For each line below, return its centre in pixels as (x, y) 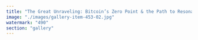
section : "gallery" (30, 28)
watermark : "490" (27, 22)
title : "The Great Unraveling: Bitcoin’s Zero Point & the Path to (91, 11)
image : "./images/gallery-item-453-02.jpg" (60, 17)
